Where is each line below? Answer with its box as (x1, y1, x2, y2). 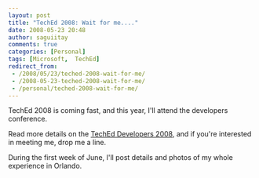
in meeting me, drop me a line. (8, 138, 107, 147)
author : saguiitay (8, 33, 68, 42)
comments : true (8, 41, 58, 49)
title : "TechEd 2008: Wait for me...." (8, 19, 139, 27)
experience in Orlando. (8, 162, 82, 171)
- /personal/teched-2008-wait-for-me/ (11, 84, 139, 93)
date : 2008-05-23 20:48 (8, 26, 86, 34)
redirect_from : (8, 63, 58, 71)
